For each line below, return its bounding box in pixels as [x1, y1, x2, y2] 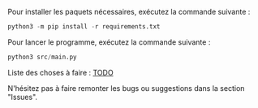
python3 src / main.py [7, 53, 78, 61]
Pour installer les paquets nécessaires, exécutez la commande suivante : [7, 7, 251, 16]
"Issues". [7, 92, 38, 102]
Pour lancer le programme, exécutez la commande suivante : [7, 37, 211, 47]
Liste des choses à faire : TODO [7, 67, 114, 77]
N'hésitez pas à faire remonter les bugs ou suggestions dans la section [7, 83, 245, 93]
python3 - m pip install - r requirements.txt [7, 23, 161, 31]
